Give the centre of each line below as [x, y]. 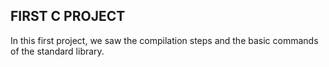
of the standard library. [57, 51]
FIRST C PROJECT [68, 16]
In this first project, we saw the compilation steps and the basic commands [164, 40]
